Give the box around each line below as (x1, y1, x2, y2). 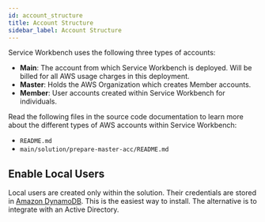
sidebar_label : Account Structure (8, 26, 123, 34)
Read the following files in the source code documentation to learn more (8, 112, 244, 122)
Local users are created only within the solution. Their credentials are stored (8, 188, 257, 198)
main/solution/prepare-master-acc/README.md (19, 145, 169, 154)
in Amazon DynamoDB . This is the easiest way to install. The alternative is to (8, 197, 257, 206)
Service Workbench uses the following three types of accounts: (8, 48, 216, 58)
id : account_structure (8, 11, 83, 20)
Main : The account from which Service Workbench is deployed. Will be (19, 63, 252, 73)
